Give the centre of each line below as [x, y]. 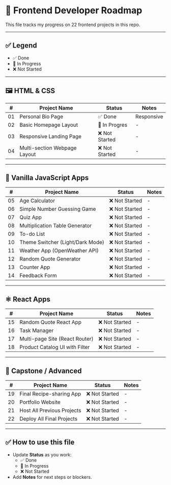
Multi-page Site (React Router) [56, 339]
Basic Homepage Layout [49, 125]
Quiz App [31, 217]
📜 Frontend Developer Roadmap [74, 10]
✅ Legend [21, 46]
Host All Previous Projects [50, 410]
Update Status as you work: [42, 454]
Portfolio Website [40, 402]
